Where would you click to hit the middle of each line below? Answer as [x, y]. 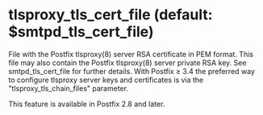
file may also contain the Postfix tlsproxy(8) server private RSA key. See [127, 63]
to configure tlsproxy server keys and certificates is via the [106, 80]
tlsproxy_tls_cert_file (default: [111, 15]
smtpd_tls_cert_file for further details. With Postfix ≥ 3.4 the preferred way [132, 71]
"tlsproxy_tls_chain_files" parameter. [69, 88]
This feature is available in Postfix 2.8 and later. [87, 104]
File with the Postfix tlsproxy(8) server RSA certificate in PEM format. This [131, 54]
